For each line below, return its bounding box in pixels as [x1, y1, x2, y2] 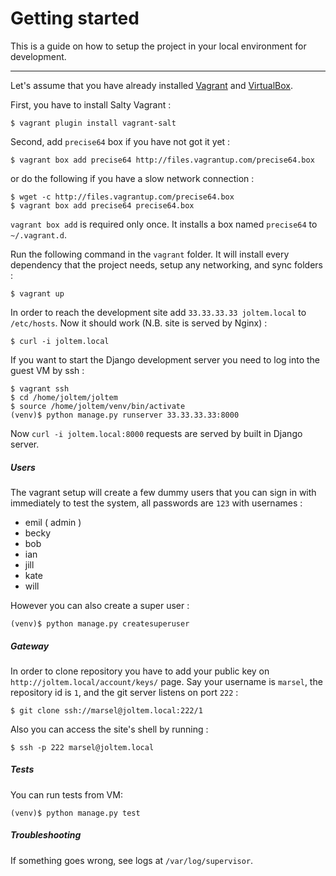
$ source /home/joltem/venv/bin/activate [10, 401, 186, 411]
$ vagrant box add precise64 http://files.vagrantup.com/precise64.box [10, 155, 315, 165]
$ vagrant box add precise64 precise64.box [10, 200, 195, 211]
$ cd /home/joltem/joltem [10, 392, 118, 402]
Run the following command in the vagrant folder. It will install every [10, 248, 290, 260]
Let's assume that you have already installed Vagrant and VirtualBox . [10, 79, 294, 91]
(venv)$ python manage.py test [10, 808, 141, 818]
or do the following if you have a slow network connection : [10, 172, 255, 184]
